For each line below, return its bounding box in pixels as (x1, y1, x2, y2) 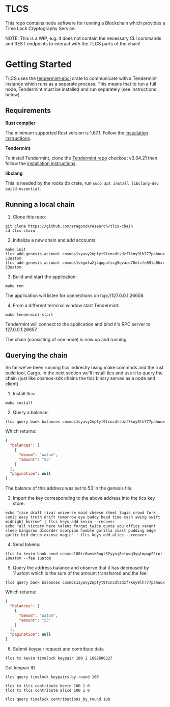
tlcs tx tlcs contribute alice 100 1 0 (5, 688, 90, 693)
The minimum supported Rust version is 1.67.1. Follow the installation (5, 129, 149, 135)
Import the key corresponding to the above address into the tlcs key (12, 495, 155, 501)
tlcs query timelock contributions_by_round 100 (5, 697, 110, 702)
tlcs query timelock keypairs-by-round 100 (5, 674, 99, 680)
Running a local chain (5, 200, 75, 209)
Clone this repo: (12, 213, 46, 220)
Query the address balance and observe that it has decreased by (12, 565, 149, 571)
